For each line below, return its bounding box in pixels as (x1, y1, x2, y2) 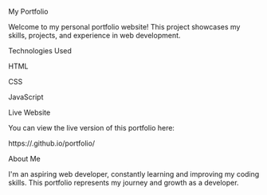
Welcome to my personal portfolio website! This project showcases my (8, 22, 241, 31)
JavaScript (8, 92, 44, 102)
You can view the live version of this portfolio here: (8, 123, 175, 132)
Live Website (8, 107, 51, 117)
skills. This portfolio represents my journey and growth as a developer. (8, 178, 239, 187)
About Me (8, 154, 41, 163)
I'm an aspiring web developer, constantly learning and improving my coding (8, 170, 260, 178)
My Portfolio (8, 7, 49, 16)
